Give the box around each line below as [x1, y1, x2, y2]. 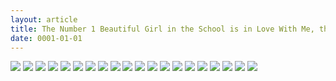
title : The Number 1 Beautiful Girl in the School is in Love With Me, [10, 24, 315, 34]
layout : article [10, 14, 78, 25]
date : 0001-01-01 [10, 33, 83, 43]
